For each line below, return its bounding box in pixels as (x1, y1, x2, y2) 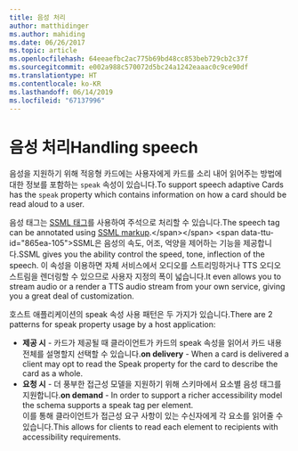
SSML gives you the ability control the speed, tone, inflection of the (18, 249, 265, 259)
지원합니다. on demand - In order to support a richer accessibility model (21, 389, 283, 401)
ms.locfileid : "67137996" (9, 95, 105, 105)
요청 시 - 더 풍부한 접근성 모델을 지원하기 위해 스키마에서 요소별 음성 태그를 (21, 379, 282, 389)
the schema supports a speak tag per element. (21, 400, 194, 411)
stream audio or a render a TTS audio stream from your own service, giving (9, 282, 286, 292)
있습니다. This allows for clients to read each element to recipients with (21, 422, 278, 432)
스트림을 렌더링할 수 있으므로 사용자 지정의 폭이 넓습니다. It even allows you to (9, 271, 282, 282)
